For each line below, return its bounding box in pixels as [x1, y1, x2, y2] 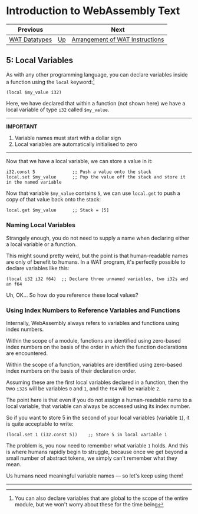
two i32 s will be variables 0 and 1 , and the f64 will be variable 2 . [6, 385, 161, 392]
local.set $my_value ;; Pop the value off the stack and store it [6, 174, 186, 180]
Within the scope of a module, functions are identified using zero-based [6, 337, 181, 344]
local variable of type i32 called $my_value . [6, 106, 110, 113]
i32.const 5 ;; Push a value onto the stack [6, 169, 151, 175]
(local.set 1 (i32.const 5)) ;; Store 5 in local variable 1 [6, 432, 167, 437]
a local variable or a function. [6, 240, 77, 248]
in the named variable [6, 180, 62, 185]
